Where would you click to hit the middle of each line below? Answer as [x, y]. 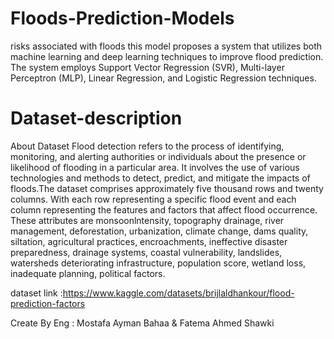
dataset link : [36, 293]
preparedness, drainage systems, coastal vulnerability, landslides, [146, 252]
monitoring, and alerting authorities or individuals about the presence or [158, 156]
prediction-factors [48, 303]
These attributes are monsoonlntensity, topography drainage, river [147, 220]
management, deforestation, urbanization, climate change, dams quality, [159, 231]
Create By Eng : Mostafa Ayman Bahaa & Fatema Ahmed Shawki [142, 323]
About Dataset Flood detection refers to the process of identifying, [147, 146]
